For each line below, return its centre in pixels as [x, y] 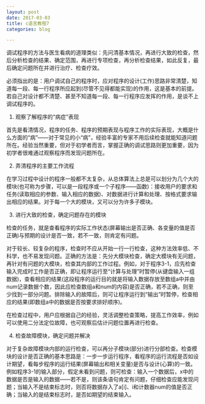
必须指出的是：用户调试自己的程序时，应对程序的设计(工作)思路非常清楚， [99, 81]
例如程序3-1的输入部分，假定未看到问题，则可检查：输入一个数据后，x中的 [100, 372]
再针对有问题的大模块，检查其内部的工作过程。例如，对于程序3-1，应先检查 [101, 264]
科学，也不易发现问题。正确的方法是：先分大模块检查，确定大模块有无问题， [103, 256]
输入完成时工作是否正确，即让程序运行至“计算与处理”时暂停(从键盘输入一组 [101, 271]
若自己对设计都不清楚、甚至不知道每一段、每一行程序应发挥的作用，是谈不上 [103, 96]
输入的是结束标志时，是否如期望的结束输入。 [78, 395]
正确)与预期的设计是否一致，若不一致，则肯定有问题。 [74, 236]
